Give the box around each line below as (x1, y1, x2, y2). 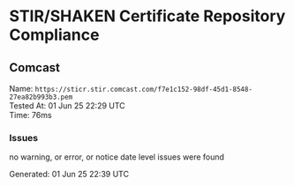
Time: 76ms (9, 110, 52, 120)
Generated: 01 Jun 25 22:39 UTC (9, 169, 130, 180)
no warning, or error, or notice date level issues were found (9, 152, 225, 162)
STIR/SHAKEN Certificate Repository (9, 6, 286, 26)
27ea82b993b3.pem (9, 93, 73, 101)
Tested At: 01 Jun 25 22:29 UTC (9, 100, 125, 111)
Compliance (9, 25, 100, 45)
